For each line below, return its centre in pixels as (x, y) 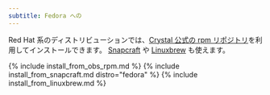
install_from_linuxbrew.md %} (57, 83)
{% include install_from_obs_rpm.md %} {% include (94, 66)
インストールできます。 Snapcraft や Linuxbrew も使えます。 (129, 50)
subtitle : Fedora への (45, 16)
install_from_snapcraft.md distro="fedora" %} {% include (103, 74)
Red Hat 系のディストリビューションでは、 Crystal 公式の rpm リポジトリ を (132, 39)
